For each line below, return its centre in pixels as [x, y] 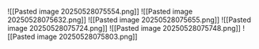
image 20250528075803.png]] [87, 36]
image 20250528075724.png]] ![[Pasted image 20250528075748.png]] [124, 28]
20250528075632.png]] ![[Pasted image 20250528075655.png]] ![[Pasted [129, 20]
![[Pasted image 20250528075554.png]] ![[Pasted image [100, 11]
